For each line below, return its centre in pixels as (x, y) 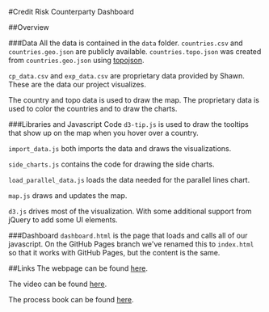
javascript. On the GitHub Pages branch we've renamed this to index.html (131, 244)
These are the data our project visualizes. (78, 84)
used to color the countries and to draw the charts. (93, 109)
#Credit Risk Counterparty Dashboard (71, 12)
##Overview (29, 27)
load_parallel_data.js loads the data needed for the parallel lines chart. (129, 180)
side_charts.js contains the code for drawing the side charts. (111, 164)
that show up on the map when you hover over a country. (104, 133)
